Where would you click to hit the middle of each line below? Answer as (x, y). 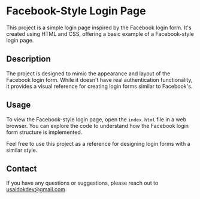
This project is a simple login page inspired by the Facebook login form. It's (99, 27)
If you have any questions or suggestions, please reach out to (82, 183)
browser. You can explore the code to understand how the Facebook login (98, 125)
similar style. (22, 150)
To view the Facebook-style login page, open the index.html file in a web (96, 119)
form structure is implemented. (44, 132)
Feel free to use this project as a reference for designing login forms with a (98, 143)
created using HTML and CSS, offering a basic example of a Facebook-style (100, 33)
